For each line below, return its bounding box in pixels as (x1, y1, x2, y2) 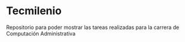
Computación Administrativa (6, 30, 76, 37)
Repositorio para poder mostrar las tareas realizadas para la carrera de (6, 24, 180, 31)
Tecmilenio (6, 4, 62, 18)
